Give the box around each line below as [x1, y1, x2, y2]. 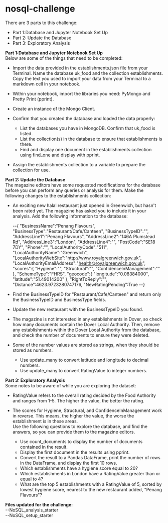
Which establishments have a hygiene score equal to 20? [20, 465, 138, 471]
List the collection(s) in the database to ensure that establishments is [20, 136, 162, 142]
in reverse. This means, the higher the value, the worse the [12, 412, 134, 419]
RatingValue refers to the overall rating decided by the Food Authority [12, 392, 156, 398]
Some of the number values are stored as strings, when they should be [12, 342, 159, 348]
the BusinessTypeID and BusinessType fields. [12, 296, 106, 302]
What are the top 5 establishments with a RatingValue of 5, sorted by [20, 481, 162, 487]
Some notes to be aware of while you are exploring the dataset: [5, 382, 136, 388]
